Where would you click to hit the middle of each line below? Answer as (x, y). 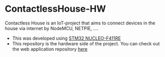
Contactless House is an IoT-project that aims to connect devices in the (80, 23)
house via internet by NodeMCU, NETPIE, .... (51, 28)
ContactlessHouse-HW (55, 9)
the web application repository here (50, 49)
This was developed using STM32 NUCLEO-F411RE (66, 38)
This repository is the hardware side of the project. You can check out (86, 43)
